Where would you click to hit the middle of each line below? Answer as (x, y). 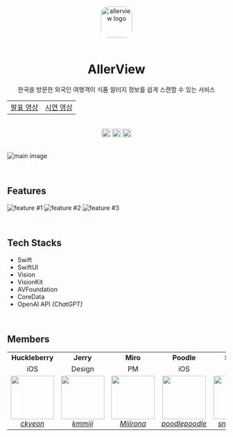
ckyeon (33, 424)
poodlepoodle (184, 424)
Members (28, 339)
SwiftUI (28, 267)
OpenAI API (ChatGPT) (50, 304)
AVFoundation (37, 289)
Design (83, 369)
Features (27, 191)
